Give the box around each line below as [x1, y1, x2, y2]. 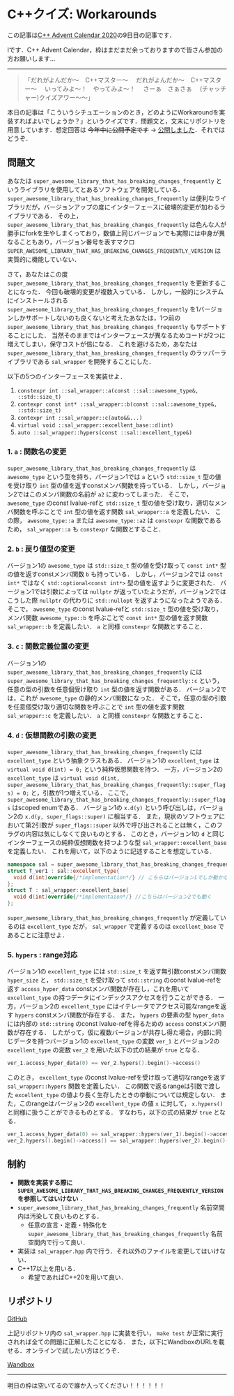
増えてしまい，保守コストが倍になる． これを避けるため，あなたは [7, 339, 198, 348]
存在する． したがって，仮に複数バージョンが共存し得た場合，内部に [19, 1028, 216, 1037]
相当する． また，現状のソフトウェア [114, 811, 219, 821]
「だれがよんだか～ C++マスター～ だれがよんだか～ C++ [24, 75, 203, 84]
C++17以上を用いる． [17, 1264, 79, 1272]
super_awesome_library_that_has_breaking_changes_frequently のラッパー [7, 348, 221, 357]
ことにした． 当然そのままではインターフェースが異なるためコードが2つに [13, 331, 226, 339]
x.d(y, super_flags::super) [24, 813, 107, 821]
